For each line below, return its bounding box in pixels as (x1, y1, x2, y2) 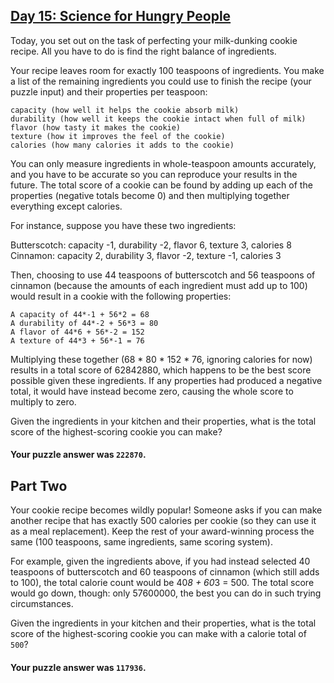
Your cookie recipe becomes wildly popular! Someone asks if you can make (10, 504, 323, 516)
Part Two (10, 477, 68, 494)
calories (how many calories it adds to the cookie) (10, 140, 235, 150)
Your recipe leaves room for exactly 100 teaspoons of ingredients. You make (10, 64, 325, 76)
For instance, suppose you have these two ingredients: (10, 219, 237, 231)
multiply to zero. (10, 395, 77, 408)
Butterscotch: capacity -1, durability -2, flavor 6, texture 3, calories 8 (10, 239, 292, 251)
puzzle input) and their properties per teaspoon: (10, 85, 208, 98)
